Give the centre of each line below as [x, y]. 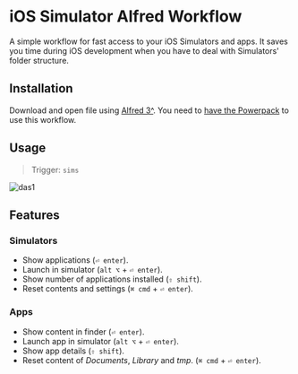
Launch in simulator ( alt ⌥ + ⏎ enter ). [92, 270]
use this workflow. [43, 119]
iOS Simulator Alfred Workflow [126, 17]
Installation [41, 88]
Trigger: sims [55, 170]
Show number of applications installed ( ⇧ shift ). [112, 279]
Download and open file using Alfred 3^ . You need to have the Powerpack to [149, 110]
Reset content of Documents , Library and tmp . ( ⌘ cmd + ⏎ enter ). [141, 360]
